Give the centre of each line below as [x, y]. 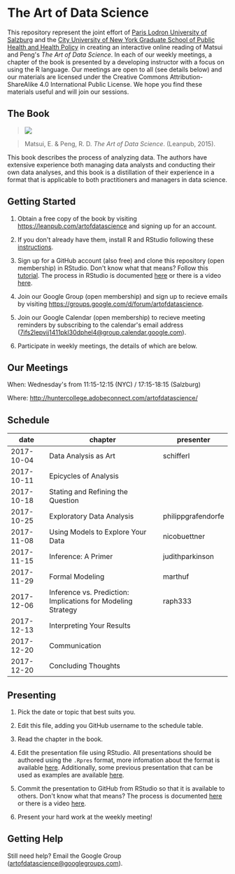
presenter [194, 440]
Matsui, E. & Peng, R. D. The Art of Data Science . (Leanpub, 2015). [120, 143]
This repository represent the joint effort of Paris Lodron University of [107, 32]
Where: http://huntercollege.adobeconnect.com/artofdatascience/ [102, 398]
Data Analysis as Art [82, 456]
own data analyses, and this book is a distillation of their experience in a [111, 172]
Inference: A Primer [81, 556]
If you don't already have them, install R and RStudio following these [115, 239]
